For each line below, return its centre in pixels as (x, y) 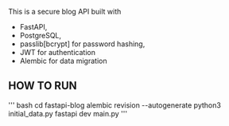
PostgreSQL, (41, 35)
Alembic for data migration (63, 61)
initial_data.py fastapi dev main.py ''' (68, 113)
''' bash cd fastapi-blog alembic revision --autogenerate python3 (114, 105)
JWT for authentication (57, 52)
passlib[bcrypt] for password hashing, (82, 44)
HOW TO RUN (43, 86)
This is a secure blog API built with (65, 12)
